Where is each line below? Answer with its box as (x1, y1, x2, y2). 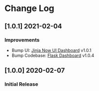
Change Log (4, 3, 54, 14)
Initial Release (4, 81, 38, 88)
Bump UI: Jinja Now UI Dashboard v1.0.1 (11, 47, 92, 53)
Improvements (4, 37, 40, 43)
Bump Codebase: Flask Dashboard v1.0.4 (11, 52, 94, 58)
